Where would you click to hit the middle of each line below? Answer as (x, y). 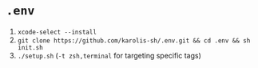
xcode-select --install (57, 32)
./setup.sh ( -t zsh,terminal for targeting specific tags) (109, 55)
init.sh (30, 47)
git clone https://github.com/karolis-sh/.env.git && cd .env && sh (134, 40)
